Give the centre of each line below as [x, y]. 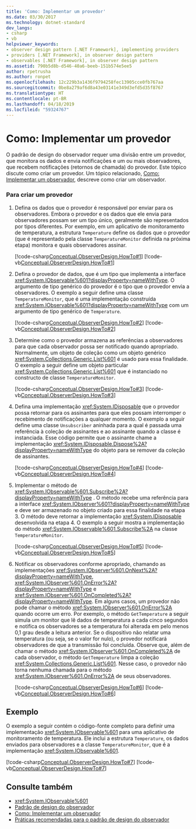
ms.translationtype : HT [35, 93]
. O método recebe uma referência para [141, 497]
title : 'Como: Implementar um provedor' [56, 11]
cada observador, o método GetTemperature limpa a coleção [87, 657]
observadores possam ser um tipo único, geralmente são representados [102, 220]
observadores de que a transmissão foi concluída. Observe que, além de [102, 644]
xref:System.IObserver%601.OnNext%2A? [107, 570]
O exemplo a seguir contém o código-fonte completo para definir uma [90, 726]
